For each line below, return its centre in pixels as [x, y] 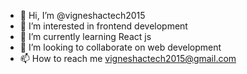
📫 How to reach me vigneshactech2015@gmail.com [128, 58]
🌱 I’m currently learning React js [85, 36]
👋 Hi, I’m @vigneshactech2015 [82, 15]
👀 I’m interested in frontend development [103, 26]
